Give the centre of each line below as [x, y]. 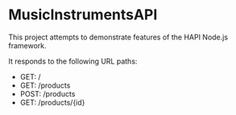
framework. [27, 45]
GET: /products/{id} [52, 102]
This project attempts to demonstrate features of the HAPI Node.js [118, 37]
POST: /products [48, 93]
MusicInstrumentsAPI [83, 15]
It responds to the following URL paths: [73, 61]
